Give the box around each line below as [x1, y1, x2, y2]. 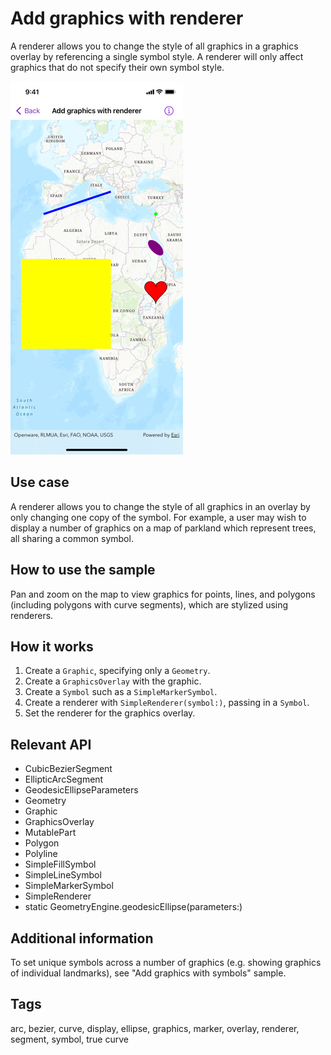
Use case [10, 474, 70, 491]
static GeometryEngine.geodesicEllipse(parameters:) [24, 901, 243, 913]
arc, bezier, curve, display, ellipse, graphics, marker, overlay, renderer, [10, 1022, 300, 1034]
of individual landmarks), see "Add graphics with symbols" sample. [10, 967, 287, 979]
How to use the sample [10, 562, 156, 579]
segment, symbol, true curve [10, 1033, 129, 1045]
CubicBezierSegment [24, 763, 113, 775]
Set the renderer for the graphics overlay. [24, 707, 196, 719]
